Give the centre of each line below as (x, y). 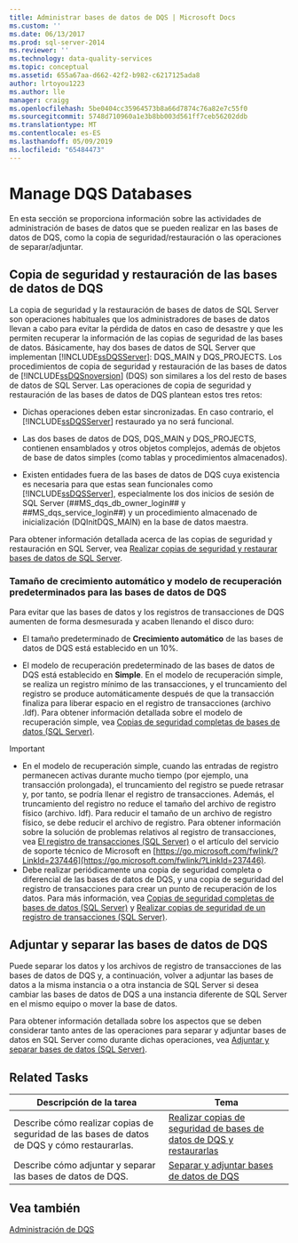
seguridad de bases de (216, 1128)
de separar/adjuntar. (47, 246)
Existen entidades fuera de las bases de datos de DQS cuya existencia (151, 475)
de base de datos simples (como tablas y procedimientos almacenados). (155, 458)
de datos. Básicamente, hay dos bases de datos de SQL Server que (132, 348)
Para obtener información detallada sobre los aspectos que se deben (135, 1021)
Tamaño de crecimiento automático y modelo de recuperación (145, 581)
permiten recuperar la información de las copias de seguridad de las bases (146, 338)
